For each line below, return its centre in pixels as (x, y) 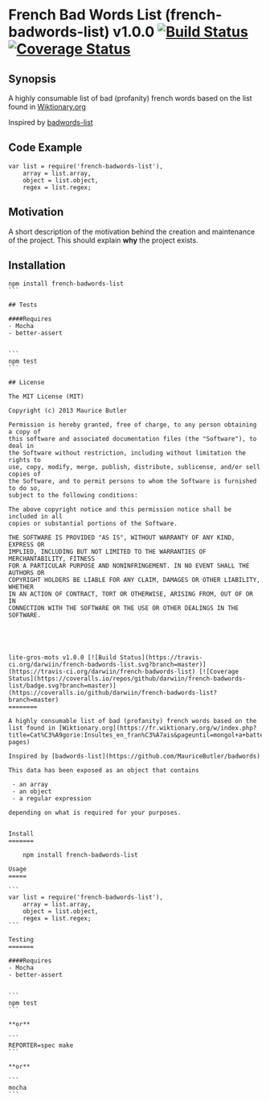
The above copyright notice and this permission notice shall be (120, 509)
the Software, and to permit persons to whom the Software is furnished (133, 481)
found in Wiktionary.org (47, 107)
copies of (25, 474)
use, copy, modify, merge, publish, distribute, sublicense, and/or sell (135, 467)
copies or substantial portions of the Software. (93, 524)
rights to (25, 460)
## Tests (23, 305)
